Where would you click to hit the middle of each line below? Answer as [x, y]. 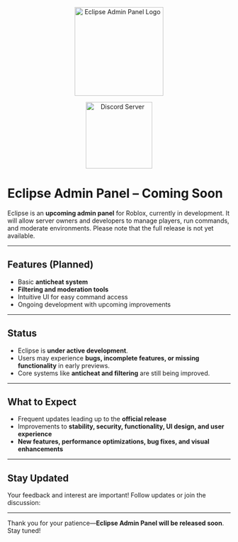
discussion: [24, 503]
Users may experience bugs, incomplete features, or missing [108, 358]
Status [22, 333]
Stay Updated [38, 478]
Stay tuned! [24, 531]
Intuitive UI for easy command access [73, 297]
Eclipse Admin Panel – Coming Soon [115, 193]
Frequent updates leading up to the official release [92, 419]
